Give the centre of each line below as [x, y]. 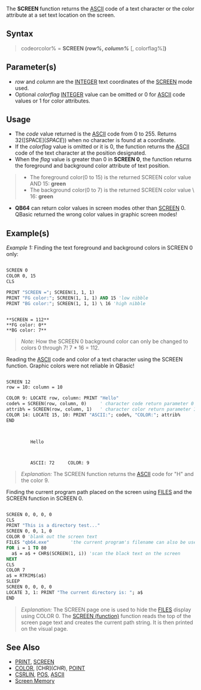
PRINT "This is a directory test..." [53, 526]
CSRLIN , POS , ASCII [39, 674]
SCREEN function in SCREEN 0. [45, 498]
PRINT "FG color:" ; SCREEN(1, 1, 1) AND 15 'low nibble [77, 298]
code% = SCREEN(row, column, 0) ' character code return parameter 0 [100, 404]
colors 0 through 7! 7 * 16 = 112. [60, 348]
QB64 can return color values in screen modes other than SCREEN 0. [100, 208]
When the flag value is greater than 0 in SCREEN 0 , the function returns [103, 159]
